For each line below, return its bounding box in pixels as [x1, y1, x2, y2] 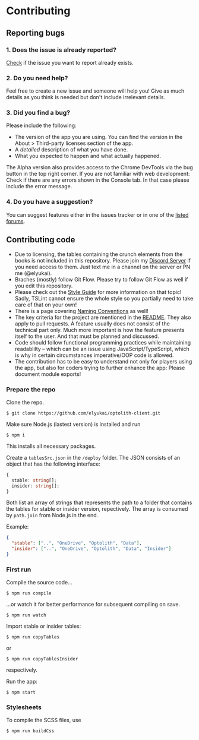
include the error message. [6, 183, 72, 190]
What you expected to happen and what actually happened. [14, 153, 162, 160]
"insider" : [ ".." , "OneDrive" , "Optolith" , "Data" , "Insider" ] [11, 546, 172, 552]
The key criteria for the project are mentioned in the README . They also [14, 314, 191, 321]
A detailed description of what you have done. [14, 146, 128, 153]
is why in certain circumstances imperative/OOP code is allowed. [14, 352, 174, 359]
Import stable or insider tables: [6, 622, 81, 630]
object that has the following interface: [6, 460, 101, 467]
